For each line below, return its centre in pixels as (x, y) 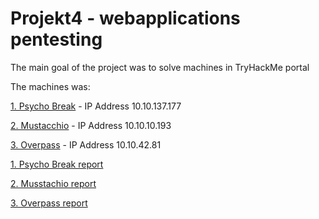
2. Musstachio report (53, 183)
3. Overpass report (49, 203)
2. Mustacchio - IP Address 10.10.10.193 (91, 125)
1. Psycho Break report (57, 164)
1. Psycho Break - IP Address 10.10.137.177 (96, 106)
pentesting (56, 39)
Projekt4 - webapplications (125, 18)
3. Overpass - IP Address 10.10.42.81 (86, 144)
